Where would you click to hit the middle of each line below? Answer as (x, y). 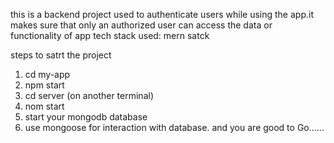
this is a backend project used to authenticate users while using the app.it (162, 14)
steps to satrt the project (61, 55)
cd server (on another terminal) (89, 95)
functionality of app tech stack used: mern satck (110, 35)
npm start (44, 85)
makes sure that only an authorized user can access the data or (141, 25)
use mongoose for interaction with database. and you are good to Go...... (174, 127)
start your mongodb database (86, 117)
